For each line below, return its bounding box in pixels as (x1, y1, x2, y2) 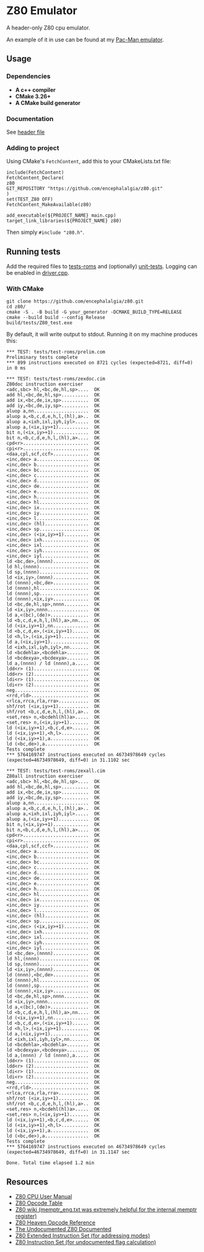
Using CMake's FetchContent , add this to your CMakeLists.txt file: (6, 158, 172, 165)
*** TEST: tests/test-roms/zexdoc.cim (6, 376, 105, 382)
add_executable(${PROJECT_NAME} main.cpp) (6, 212, 116, 218)
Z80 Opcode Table (15, 1199, 63, 1207)
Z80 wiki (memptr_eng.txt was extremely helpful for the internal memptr (15, 1206, 197, 1213)
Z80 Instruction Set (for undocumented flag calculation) (15, 1238, 156, 1246)
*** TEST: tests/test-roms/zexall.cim (6, 768, 105, 774)
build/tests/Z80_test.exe (6, 320, 72, 326)
